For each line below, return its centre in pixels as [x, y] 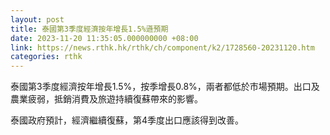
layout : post [37, 19]
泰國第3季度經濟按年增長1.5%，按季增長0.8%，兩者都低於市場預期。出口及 [165, 87]
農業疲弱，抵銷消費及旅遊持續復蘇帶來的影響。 [106, 99]
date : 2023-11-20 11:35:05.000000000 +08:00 [104, 38]
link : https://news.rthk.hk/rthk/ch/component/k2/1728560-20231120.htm [162, 47]
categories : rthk [46, 57]
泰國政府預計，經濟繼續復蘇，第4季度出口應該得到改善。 [127, 120]
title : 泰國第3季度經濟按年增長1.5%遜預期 [89, 29]
